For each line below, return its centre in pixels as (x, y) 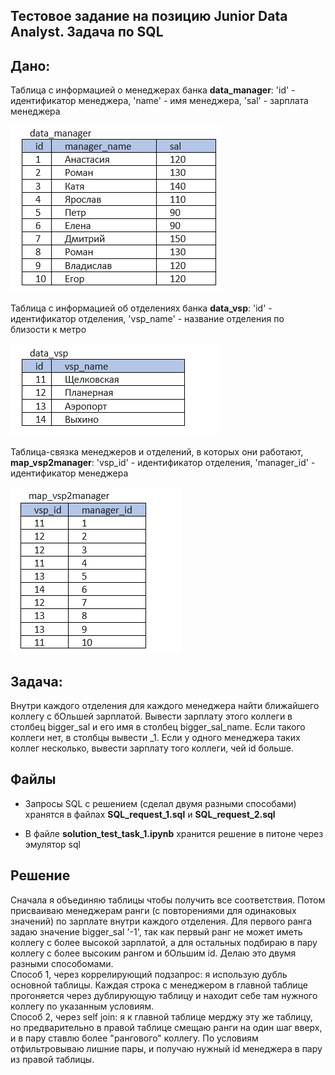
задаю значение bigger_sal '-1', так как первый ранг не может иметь (156, 931)
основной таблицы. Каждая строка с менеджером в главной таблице (159, 985)
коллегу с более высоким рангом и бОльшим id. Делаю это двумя (153, 953)
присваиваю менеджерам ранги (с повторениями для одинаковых (153, 910)
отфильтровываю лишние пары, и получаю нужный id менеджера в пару (166, 1048)
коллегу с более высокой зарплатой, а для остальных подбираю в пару (164, 942)
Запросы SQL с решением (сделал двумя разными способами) (160, 803)
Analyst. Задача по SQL (87, 32)
